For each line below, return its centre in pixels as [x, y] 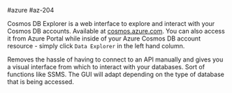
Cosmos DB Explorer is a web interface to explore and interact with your [111, 23]
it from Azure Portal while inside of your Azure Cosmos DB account [104, 38]
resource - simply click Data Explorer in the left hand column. [96, 46]
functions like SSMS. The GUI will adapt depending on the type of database [116, 74]
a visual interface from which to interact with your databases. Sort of [106, 67]
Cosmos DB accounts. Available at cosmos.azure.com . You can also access [116, 31]
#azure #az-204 [31, 10]
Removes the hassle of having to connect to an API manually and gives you [115, 59]
